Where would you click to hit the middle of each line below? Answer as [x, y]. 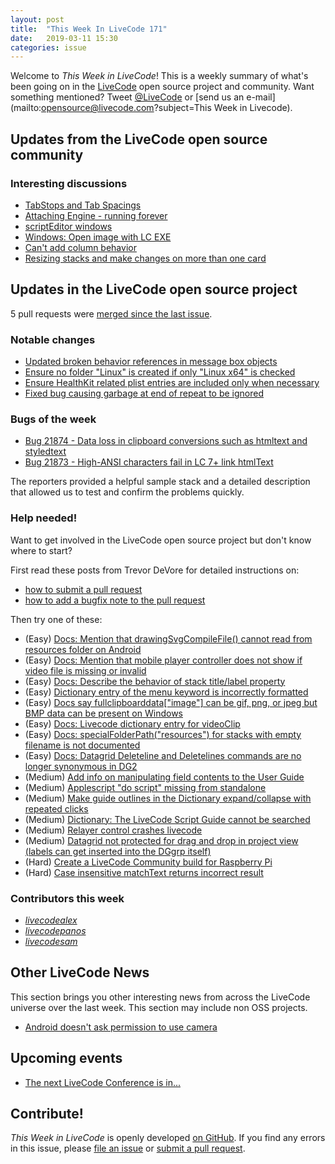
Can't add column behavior [80, 247]
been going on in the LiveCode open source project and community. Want [162, 87]
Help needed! [44, 518]
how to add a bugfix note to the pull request [115, 600]
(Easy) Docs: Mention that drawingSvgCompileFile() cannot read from [168, 638]
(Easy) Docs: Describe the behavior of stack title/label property [155, 681]
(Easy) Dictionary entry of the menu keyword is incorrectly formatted [166, 692]
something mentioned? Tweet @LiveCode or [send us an [127, 97]
